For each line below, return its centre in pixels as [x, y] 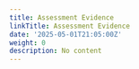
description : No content [56, 51]
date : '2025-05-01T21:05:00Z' [66, 34]
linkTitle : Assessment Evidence [69, 26]
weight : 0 [28, 43]
